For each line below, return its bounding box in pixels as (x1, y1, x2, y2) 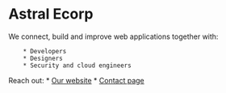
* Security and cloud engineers (23, 61, 132, 70)
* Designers (23, 54, 63, 62)
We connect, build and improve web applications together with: (8, 32, 219, 41)
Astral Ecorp (8, 5, 94, 23)
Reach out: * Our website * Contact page (8, 75, 145, 85)
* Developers (23, 47, 67, 55)
